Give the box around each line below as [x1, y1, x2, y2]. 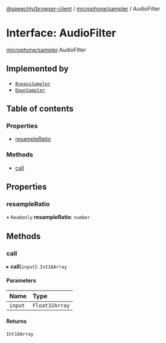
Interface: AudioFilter [6, 27, 117, 40]
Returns [6, 317, 27, 325]
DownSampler [14, 87, 45, 93]
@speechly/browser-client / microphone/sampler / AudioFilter [6, 5, 161, 12]
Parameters [6, 277, 36, 284]
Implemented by [6, 63, 69, 74]
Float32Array [32, 302, 70, 309]
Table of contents [6, 104, 74, 114]
